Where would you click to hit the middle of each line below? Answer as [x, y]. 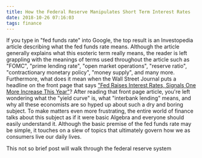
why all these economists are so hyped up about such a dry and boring [95, 105]
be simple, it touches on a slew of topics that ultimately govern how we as [98, 130]
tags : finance [24, 23]
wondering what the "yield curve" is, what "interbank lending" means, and [99, 98]
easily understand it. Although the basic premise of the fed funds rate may [99, 124]
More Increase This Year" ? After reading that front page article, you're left [98, 92]
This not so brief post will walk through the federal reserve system [89, 148]
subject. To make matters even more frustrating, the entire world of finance [100, 111]
